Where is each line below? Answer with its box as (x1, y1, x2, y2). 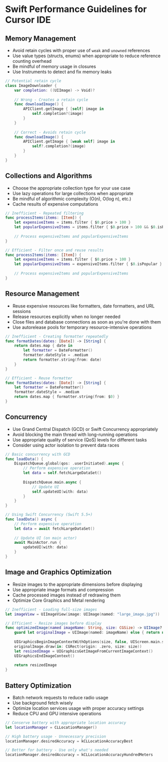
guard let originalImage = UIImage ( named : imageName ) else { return (14, 630, 160, 635)
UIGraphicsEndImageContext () (14, 653, 75, 658)
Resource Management (5, 289, 79, 298)
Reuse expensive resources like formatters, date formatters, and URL (12, 302, 155, 309)
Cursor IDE (5, 14, 51, 26)
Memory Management (5, 34, 76, 43)
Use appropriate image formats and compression (12, 586, 114, 592)
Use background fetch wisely (12, 700, 73, 706)
